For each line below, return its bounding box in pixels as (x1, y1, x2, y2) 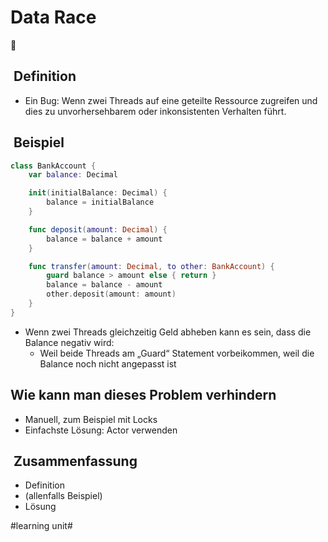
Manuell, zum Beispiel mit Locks (24, 413, 158, 425)
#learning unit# (10, 520, 73, 532)
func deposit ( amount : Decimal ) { (28, 224, 168, 235)
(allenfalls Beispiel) (24, 490, 103, 502)
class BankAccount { (10, 161, 97, 171)
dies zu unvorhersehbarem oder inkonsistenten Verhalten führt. (24, 105, 287, 117)
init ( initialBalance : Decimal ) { (28, 188, 168, 198)
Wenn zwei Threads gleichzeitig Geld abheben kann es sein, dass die (24, 326, 312, 338)
